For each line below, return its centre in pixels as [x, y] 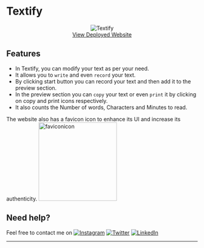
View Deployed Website [102, 34]
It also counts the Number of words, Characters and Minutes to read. [101, 107]
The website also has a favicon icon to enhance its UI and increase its [93, 119]
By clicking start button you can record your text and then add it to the [103, 81]
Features [23, 54]
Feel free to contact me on [39, 232]
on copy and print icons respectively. [61, 101]
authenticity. [22, 199]
